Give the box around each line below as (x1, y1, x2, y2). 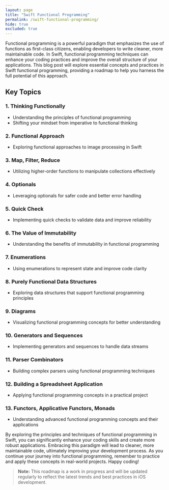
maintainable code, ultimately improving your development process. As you (5, 448, 163, 454)
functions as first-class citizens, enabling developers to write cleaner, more (5, 46, 163, 52)
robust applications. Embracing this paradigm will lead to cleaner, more (5, 442, 154, 448)
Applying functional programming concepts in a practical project (12, 392, 148, 398)
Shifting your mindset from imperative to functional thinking (12, 120, 137, 126)
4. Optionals (5, 181, 36, 188)
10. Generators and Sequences (5, 332, 83, 339)
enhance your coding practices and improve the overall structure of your (5, 56, 158, 63)
